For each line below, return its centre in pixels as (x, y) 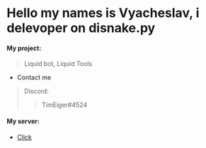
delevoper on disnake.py (81, 28)
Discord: (36, 91)
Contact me (34, 78)
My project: (24, 48)
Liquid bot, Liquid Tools (58, 64)
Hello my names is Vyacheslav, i (103, 13)
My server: (23, 121)
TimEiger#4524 (64, 105)
